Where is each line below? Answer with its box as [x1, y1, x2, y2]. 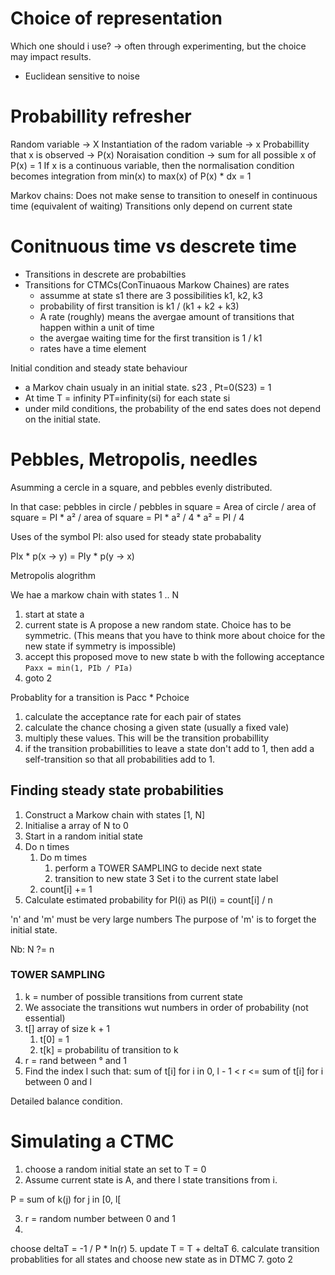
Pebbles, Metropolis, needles [10, 448, 258, 471]
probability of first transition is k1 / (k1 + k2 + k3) [39, 300, 240, 312]
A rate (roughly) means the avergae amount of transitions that [39, 310, 295, 322]
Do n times [24, 840, 70, 852]
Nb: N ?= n [10, 943, 55, 955]
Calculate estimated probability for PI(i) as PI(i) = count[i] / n [24, 893, 273, 906]
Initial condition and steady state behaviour [10, 362, 188, 374]
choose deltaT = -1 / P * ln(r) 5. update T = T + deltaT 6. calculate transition [10, 1242, 320, 1254]
